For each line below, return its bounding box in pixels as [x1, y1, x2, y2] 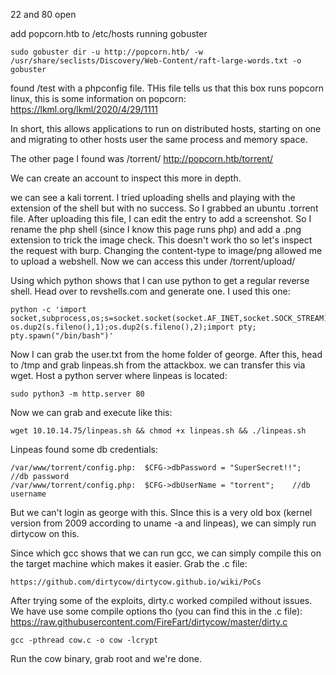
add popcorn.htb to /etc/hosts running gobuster [10, 28, 208, 39]
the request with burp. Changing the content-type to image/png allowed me [10, 245, 323, 256]
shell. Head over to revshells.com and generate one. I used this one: [10, 285, 291, 297]
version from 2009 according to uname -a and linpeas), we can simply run [10, 517, 317, 529]
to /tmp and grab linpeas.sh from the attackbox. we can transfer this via [10, 359, 306, 371]
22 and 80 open [10, 9, 77, 20]
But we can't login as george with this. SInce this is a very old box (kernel [10, 507, 313, 518]
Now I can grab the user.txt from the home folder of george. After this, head [10, 349, 323, 360]
